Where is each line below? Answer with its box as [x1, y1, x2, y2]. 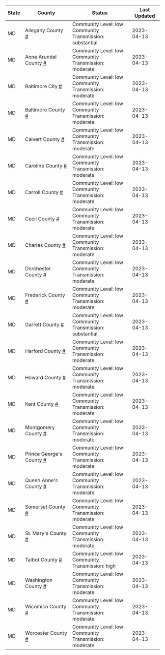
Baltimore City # [25, 83, 62, 90]
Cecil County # [25, 215, 60, 222]
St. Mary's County [25, 530, 67, 536]
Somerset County [25, 503, 66, 510]
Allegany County [25, 27, 64, 33]
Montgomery [25, 424, 55, 430]
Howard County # [25, 374, 66, 381]
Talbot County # [25, 557, 62, 563]
